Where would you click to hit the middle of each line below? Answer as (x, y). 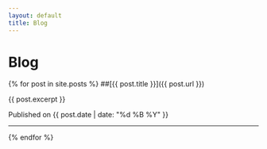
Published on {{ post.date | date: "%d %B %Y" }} (89, 115)
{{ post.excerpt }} (37, 99)
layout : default (35, 15)
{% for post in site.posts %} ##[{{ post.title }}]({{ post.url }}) (106, 84)
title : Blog (28, 23)
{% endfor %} (31, 138)
